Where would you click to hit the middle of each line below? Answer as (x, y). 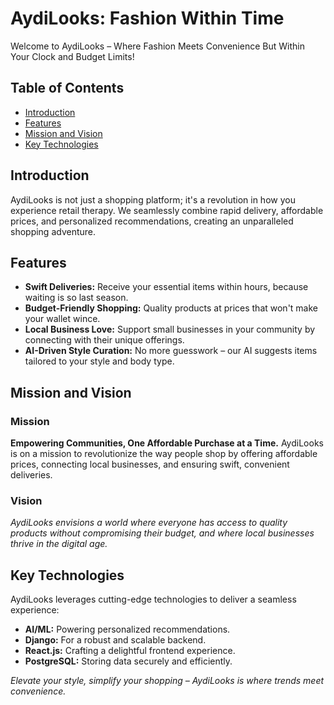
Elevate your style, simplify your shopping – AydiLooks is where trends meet (167, 681)
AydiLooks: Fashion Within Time (147, 18)
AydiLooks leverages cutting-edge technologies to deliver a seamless (153, 599)
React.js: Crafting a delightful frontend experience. (130, 651)
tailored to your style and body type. (99, 361)
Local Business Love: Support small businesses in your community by (170, 329)
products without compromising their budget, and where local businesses (162, 533)
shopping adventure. (53, 231)
